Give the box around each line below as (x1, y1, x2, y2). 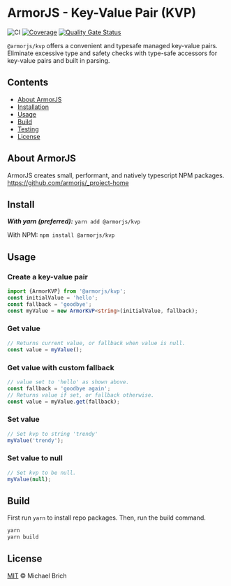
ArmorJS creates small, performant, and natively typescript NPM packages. (7, 171, 225, 180)
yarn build (7, 534, 39, 541)
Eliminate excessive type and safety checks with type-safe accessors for (7, 49, 218, 57)
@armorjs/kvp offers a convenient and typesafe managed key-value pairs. (7, 41, 218, 50)
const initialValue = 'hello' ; (7, 294, 98, 301)
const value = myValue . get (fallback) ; (7, 398, 120, 405)
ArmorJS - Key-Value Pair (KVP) (7, 5, 197, 21)
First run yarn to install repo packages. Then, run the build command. (7, 513, 206, 522)
